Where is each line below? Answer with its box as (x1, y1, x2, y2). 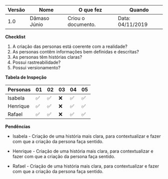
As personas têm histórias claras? (12, 54, 82, 60)
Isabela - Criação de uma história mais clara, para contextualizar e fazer (12, 133, 161, 139)
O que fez (78, 6, 102, 13)
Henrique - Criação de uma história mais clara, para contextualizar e (12, 148, 153, 154)
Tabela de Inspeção (5, 74, 47, 80)
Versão (7, 6, 25, 13)
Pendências (5, 124, 30, 129)
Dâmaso (29, 15, 49, 21)
